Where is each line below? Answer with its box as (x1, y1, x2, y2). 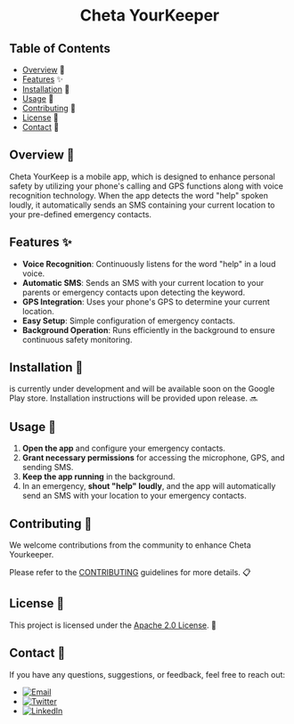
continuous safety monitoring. (21, 334, 133, 345)
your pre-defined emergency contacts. (9, 208, 152, 219)
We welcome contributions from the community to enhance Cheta (9, 540, 251, 550)
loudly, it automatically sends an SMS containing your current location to (9, 199, 275, 210)
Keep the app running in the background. (21, 471, 176, 482)
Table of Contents (9, 41, 111, 56)
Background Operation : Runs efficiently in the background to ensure (21, 324, 275, 335)
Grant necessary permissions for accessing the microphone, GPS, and (21, 452, 285, 463)
